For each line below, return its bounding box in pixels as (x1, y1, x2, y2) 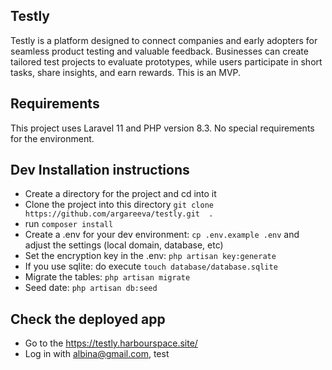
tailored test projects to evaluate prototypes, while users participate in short (10, 55, 323, 68)
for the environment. (10, 132, 95, 144)
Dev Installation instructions (10, 162, 190, 179)
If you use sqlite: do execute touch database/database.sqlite (24, 260, 278, 273)
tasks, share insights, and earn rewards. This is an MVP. (10, 66, 242, 78)
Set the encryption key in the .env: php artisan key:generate (24, 250, 277, 262)
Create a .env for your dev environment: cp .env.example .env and (24, 229, 300, 241)
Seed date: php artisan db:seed (24, 282, 158, 294)
